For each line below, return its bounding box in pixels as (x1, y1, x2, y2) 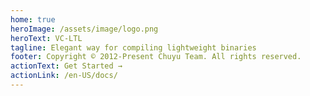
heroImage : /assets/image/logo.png (10, 24, 159, 34)
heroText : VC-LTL (10, 33, 83, 43)
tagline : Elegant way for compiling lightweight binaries (10, 42, 257, 53)
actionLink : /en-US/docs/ (10, 71, 118, 81)
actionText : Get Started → (10, 61, 123, 71)
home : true (10, 14, 56, 25)
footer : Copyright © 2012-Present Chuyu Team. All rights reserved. (10, 52, 302, 62)
